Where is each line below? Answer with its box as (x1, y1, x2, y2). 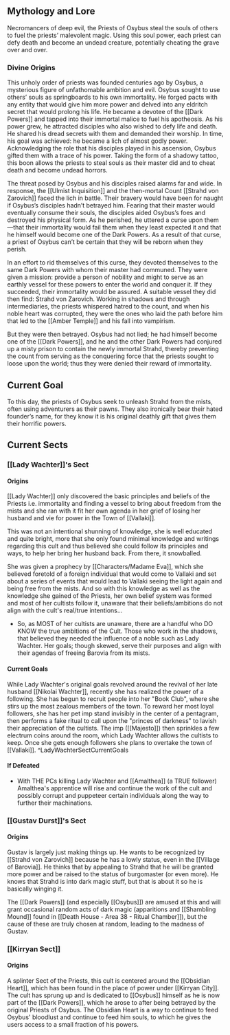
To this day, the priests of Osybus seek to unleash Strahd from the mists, (7, 397, 213, 405)
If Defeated (7, 761, 40, 770)
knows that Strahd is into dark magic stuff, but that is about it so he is (7, 877, 203, 885)
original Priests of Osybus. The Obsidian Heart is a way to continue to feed (7, 1006, 218, 1014)
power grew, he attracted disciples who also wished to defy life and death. (7, 122, 218, 131)
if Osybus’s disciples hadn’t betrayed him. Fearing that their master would (7, 201, 215, 210)
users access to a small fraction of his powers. (7, 1021, 139, 1029)
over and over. (7, 45, 48, 54)
